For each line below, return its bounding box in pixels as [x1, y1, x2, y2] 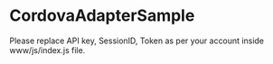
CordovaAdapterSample [9, 5, 195, 26]
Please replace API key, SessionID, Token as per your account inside [9, 35, 265, 46]
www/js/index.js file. [9, 44, 86, 55]
